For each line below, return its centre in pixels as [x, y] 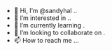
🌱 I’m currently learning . [49, 25]
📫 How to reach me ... [46, 40]
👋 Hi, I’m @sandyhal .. [45, 11]
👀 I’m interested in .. [42, 18]
